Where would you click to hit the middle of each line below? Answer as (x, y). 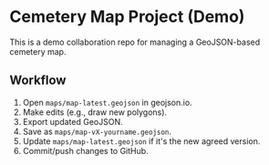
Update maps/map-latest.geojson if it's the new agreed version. (141, 141)
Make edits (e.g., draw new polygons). (94, 112)
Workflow (38, 81)
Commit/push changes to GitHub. (85, 150)
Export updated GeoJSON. (72, 121)
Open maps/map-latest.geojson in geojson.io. (108, 102)
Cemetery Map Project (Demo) (127, 17)
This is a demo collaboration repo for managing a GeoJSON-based (135, 42)
